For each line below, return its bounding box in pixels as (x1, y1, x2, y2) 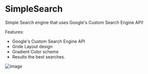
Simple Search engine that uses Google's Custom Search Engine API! (5, 19, 144, 25)
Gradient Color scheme (12, 49, 59, 55)
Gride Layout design (12, 43, 53, 49)
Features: (5, 29, 24, 35)
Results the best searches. (12, 54, 66, 59)
